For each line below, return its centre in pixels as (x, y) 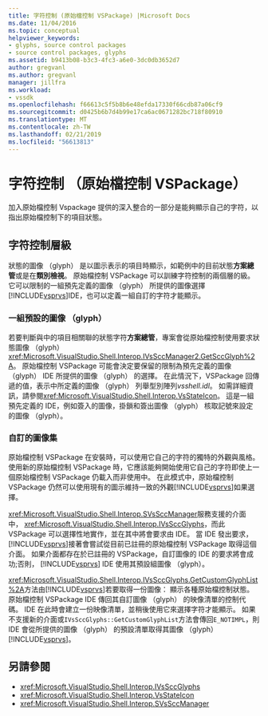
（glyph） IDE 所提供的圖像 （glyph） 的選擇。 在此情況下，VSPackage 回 (130, 375)
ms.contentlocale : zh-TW (49, 127)
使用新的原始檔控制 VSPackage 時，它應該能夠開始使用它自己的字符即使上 (130, 467)
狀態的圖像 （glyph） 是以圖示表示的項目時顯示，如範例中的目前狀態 (121, 266)
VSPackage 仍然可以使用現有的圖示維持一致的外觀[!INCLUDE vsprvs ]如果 (128, 487)
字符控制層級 (40, 245)
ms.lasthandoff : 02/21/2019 (55, 134)
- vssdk (21, 97)
